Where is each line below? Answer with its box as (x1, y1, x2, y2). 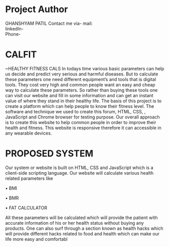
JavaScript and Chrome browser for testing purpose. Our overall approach (5, 114, 160, 120)
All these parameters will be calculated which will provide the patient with (5, 214, 158, 221)
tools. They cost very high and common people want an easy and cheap (5, 81, 155, 88)
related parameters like (5, 175, 53, 181)
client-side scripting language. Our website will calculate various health (5, 170, 154, 176)
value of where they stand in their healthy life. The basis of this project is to (5, 98, 162, 104)
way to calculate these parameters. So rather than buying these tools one (5, 87, 158, 93)
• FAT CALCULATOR (5, 204, 47, 211)
